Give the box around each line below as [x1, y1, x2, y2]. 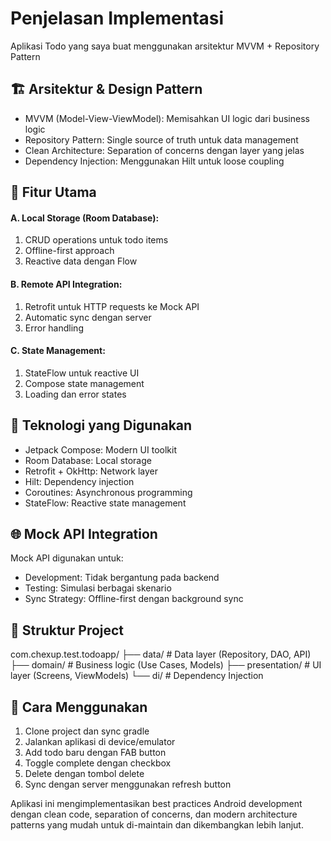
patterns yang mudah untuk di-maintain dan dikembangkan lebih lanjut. [10, 819, 304, 831]
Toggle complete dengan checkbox [24, 757, 172, 769]
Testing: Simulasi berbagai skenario [24, 582, 172, 594]
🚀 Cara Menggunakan [10, 698, 148, 716]
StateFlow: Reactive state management [24, 497, 187, 509]
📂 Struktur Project [10, 622, 125, 639]
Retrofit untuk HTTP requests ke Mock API [24, 300, 200, 312]
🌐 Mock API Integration [10, 525, 158, 542]
